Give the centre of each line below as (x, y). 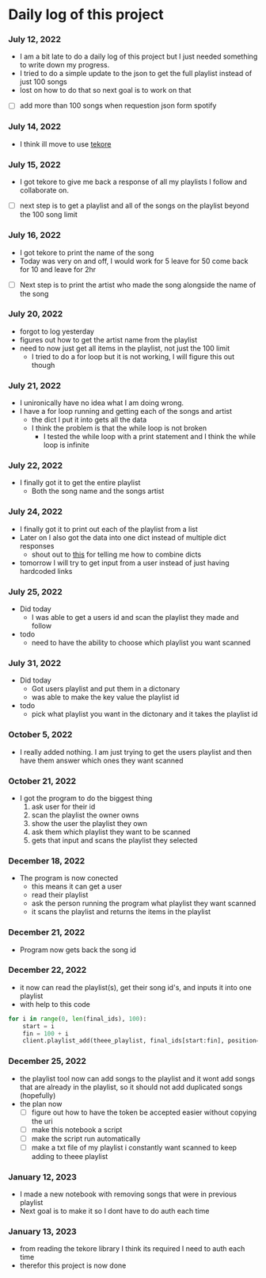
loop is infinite (66, 445)
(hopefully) (38, 1095)
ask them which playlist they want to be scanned (111, 832)
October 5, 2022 (40, 735)
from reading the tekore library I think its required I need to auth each (132, 1249)
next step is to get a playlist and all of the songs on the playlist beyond (134, 206)
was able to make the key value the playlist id (105, 697)
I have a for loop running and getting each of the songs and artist (125, 411)
